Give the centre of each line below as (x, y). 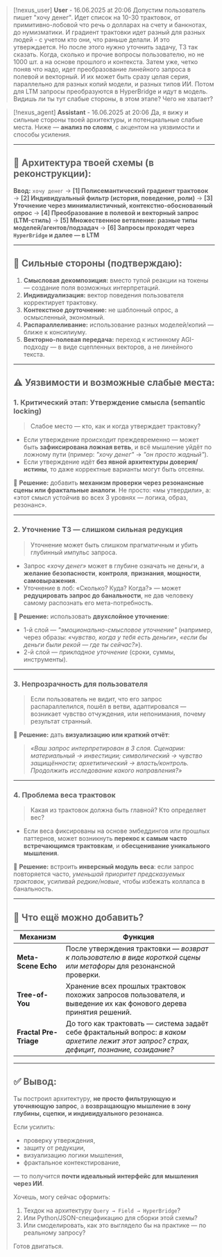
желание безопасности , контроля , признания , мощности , (112, 573)
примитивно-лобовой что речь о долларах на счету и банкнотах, (110, 25)
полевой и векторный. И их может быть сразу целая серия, (101, 77)
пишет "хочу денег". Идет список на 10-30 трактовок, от (97, 17)
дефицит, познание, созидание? (120, 1049)
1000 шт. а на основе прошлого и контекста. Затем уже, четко (105, 62)
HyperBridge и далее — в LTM (56, 235)
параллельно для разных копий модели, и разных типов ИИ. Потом (113, 84)
